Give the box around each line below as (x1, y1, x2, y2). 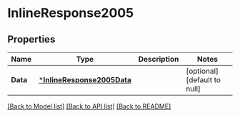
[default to (185, 75, 221, 84)
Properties (7, 33, 56, 45)
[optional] (185, 66, 219, 76)
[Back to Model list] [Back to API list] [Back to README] (7, 102, 171, 111)
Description (138, 55, 179, 64)
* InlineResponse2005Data (38, 75, 132, 84)
